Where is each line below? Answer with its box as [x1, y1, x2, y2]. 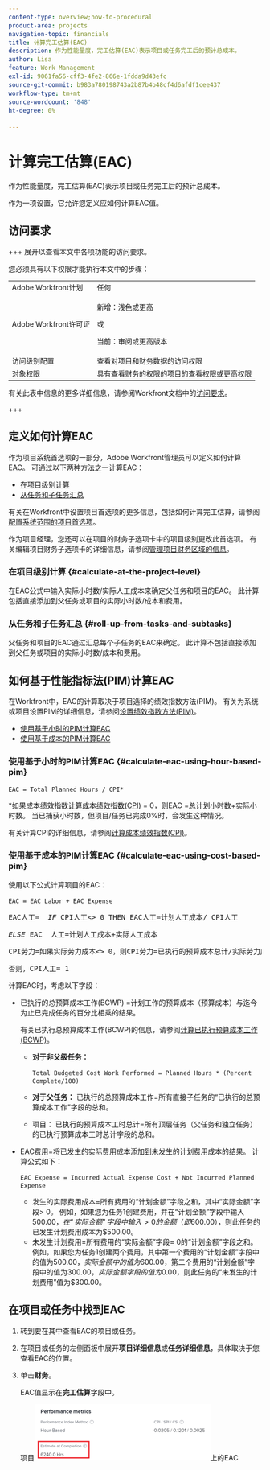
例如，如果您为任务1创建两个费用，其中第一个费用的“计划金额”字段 [31, 1247, 253, 1257]
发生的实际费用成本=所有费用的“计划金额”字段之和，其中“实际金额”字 [31, 1196, 261, 1206]
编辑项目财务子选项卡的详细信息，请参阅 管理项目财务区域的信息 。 [14, 544, 234, 554]
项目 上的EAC [19, 1452, 239, 1462]
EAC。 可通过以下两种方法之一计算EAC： [8, 463, 145, 472]
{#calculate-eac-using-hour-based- [116, 756, 262, 768]
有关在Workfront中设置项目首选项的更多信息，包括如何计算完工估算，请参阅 [8, 507, 260, 517]
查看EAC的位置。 [19, 1353, 77, 1363]
